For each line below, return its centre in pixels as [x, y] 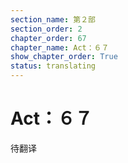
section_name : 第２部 [53, 19]
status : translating [53, 66]
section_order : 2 [46, 29]
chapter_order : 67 [48, 38]
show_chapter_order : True [64, 57]
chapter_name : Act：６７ [60, 47]
